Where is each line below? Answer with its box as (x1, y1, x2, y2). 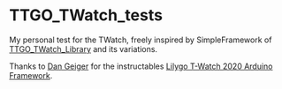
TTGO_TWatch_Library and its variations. (9, 43, 157, 54)
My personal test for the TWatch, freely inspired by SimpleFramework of (9, 34, 272, 45)
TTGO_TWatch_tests (9, 5, 164, 26)
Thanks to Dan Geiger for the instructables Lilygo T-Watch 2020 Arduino (9, 61, 273, 71)
